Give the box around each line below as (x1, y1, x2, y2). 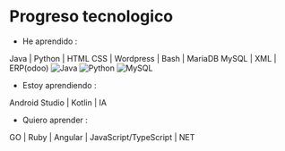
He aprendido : (22, 36, 78, 46)
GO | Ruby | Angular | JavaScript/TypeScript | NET (9, 131, 195, 142)
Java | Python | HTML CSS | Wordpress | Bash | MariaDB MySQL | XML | (9, 53, 277, 63)
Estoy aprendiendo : (22, 80, 97, 90)
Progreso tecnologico (9, 6, 174, 27)
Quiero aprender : (22, 114, 88, 125)
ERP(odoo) (9, 63, 49, 73)
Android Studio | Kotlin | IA (9, 96, 108, 108)
